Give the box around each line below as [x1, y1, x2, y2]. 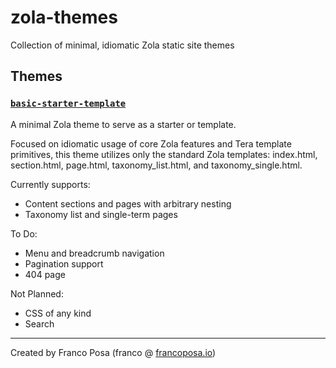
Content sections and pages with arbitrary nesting [24, 197, 232, 210]
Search [24, 317, 55, 330]
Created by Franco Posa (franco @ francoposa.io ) [10, 346, 217, 358]
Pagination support [24, 257, 104, 270]
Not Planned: [10, 287, 64, 300]
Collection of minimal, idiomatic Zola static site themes [10, 39, 235, 51]
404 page [24, 268, 66, 280]
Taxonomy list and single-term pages [24, 208, 178, 220]
